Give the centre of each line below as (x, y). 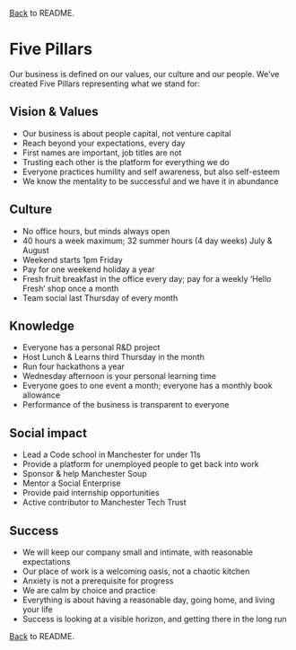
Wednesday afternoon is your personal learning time (119, 376)
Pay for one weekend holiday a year (88, 269)
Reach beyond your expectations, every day (104, 143)
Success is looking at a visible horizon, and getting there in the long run (154, 619)
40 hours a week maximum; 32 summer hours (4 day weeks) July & (147, 241)
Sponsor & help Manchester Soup (84, 474)
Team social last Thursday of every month (100, 298)
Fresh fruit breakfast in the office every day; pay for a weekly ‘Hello (147, 278)
